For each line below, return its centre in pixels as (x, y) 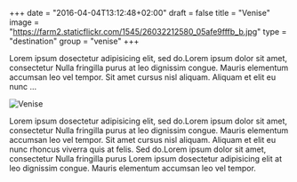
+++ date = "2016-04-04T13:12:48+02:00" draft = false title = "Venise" (140, 13)
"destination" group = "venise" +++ (74, 41)
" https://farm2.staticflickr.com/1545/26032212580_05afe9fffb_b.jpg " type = (148, 32)
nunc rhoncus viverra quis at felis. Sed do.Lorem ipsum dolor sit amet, (138, 149)
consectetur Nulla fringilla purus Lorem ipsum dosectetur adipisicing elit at (146, 158)
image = (24, 22)
